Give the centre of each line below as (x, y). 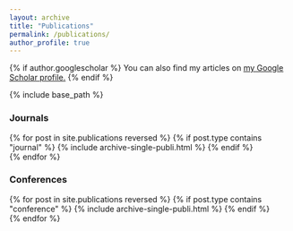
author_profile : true (50, 43)
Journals (29, 118)
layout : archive (39, 17)
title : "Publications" (52, 26)
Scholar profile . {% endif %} (61, 78)
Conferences (38, 180)
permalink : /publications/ (60, 34)
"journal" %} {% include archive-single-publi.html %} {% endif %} (131, 147)
